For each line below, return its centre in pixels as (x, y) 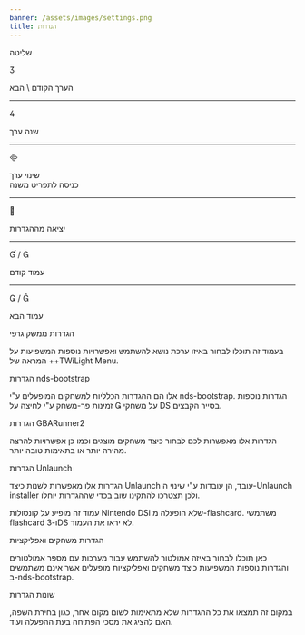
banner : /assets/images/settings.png (81, 18)
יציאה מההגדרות (38, 228)
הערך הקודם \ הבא (42, 87)
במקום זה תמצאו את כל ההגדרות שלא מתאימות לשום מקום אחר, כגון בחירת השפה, (151, 612)
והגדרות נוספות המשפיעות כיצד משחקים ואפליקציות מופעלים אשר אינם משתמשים (149, 567)
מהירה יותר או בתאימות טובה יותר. (68, 450)
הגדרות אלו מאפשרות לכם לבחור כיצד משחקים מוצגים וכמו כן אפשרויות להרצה (143, 441)
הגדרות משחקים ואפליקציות (57, 540)
